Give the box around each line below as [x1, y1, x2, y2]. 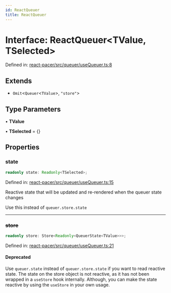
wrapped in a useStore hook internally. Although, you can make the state [5, 276, 157, 282]
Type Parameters [5, 105, 61, 114]
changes [5, 194, 24, 200]
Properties [5, 143, 40, 152]
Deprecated [5, 254, 31, 260]
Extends [5, 76, 32, 85]
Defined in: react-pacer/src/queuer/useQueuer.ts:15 [5, 179, 114, 185]
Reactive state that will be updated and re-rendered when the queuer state [5, 189, 162, 195]
